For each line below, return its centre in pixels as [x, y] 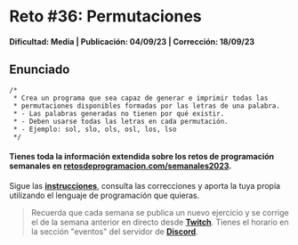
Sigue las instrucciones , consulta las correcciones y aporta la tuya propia [145, 185]
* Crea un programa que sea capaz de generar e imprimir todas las [141, 98]
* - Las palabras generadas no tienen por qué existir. [119, 113]
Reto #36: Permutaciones [105, 16]
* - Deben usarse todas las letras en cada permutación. [121, 121]
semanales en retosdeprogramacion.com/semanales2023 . [121, 166]
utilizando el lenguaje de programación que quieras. [105, 195]
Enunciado [40, 70]
